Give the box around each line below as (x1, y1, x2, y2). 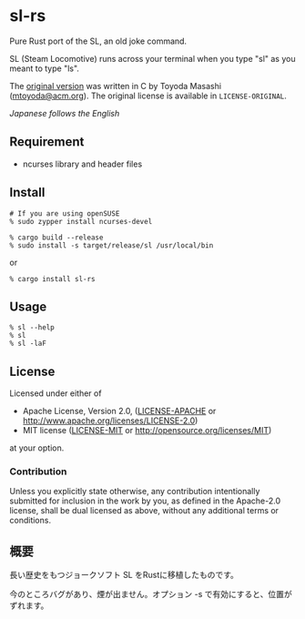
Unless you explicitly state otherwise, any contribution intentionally (9, 486, 260, 497)
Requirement (9, 134, 85, 150)
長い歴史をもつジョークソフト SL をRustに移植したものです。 (9, 570, 239, 581)
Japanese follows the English (9, 107, 120, 118)
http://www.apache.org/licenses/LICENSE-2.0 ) (22, 415, 198, 426)
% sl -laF (9, 339, 47, 349)
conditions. (9, 515, 52, 526)
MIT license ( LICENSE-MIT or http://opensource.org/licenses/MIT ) (22, 425, 272, 436)
